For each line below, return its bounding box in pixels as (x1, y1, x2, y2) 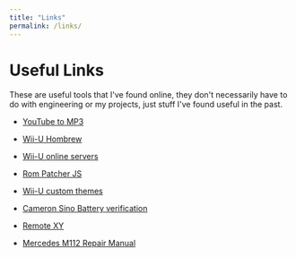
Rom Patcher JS (22, 168, 83, 179)
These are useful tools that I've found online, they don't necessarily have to (9, 90, 288, 100)
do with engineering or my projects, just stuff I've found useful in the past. (9, 99, 283, 110)
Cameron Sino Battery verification (22, 203, 148, 214)
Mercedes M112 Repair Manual (22, 238, 136, 249)
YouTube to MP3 (22, 116, 84, 127)
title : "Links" (9, 13, 66, 22)
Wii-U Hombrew (22, 133, 83, 144)
